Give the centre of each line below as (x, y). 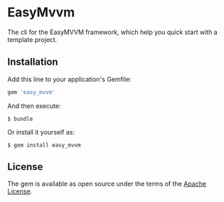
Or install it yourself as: (41, 132)
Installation (33, 62)
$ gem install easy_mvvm (44, 145)
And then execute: (34, 106)
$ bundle (20, 119)
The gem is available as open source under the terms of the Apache (107, 184)
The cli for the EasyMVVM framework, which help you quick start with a (113, 32)
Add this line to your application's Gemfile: (69, 79)
